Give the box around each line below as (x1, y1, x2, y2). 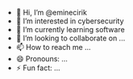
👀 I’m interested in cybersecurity (15, 16, 124, 26)
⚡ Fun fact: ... (15, 63, 60, 73)
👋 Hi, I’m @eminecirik (15, 8, 87, 17)
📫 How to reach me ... (15, 43, 91, 52)
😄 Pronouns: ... (15, 54, 69, 64)
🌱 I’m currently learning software (15, 25, 125, 34)
